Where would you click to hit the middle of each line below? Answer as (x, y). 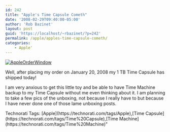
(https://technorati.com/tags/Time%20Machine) (56, 124)
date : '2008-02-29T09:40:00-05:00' (43, 19)
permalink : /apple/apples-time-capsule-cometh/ (57, 39)
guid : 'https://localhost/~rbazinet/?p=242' (53, 34)
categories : (18, 43)
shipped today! (21, 77)
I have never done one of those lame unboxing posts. (61, 103)
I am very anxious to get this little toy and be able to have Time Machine (80, 87)
